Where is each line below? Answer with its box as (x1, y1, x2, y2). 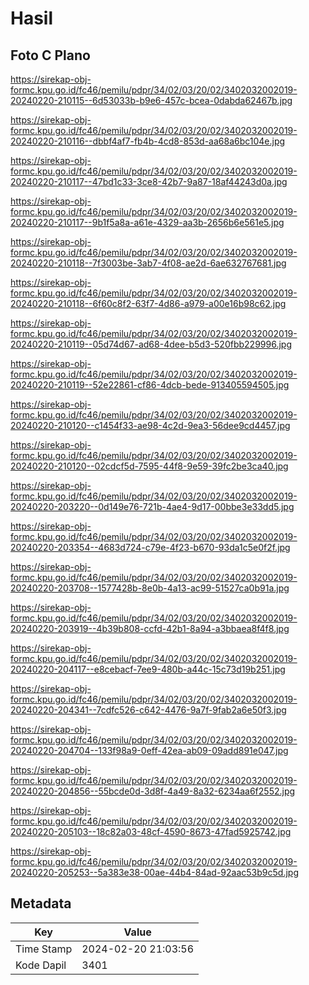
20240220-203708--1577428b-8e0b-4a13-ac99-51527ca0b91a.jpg (10, 582, 290, 594)
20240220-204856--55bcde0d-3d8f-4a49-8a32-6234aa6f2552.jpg (10, 785, 296, 797)
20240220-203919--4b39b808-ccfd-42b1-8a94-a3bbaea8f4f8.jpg (10, 623, 290, 634)
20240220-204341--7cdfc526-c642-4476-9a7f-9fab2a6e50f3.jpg (10, 704, 287, 716)
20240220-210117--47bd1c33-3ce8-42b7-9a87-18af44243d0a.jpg (10, 176, 288, 187)
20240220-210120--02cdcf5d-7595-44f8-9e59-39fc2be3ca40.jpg (10, 460, 289, 472)
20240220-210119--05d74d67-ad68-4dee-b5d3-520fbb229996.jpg (10, 338, 292, 350)
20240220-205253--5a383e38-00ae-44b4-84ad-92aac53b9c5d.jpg (10, 867, 299, 878)
